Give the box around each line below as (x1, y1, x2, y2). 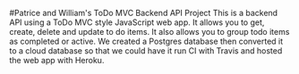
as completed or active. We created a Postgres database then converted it (9, 36, 284, 46)
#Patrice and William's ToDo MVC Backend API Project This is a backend (9, 8, 278, 18)
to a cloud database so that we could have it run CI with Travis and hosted (9, 45, 283, 56)
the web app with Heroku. (9, 55, 105, 65)
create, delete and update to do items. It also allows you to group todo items (9, 27, 290, 37)
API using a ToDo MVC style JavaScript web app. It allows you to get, (9, 17, 265, 28)
